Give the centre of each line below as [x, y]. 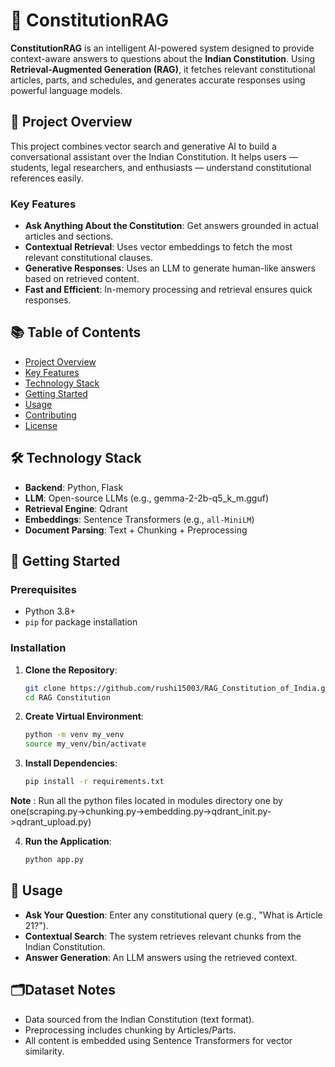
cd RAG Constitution [67, 697]
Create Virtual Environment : [84, 716]
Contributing [50, 415]
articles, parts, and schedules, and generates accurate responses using [158, 80]
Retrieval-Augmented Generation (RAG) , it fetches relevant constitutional [163, 69]
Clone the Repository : [71, 670]
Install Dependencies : [71, 763]
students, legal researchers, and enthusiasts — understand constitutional [161, 167]
